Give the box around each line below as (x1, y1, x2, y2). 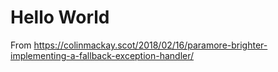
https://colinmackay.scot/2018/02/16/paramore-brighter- (33, 39, 268, 51)
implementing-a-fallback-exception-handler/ (10, 49, 195, 61)
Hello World (10, 6, 110, 29)
